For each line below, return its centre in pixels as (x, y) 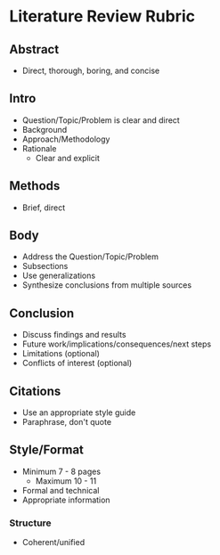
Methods (35, 186)
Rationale (39, 148)
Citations (35, 391)
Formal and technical (61, 490)
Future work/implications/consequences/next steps (117, 344)
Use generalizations (59, 276)
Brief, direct (44, 208)
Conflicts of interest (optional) (77, 363)
